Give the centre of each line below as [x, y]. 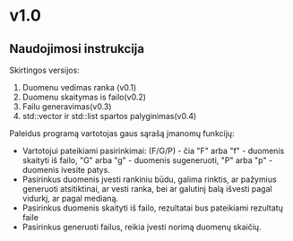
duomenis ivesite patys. [66, 170]
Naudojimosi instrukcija [77, 49]
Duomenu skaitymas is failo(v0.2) [84, 97]
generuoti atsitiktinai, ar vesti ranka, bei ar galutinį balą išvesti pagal [147, 189]
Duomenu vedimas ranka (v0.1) [79, 87]
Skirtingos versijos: [45, 70]
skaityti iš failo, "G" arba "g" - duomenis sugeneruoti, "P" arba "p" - [147, 160]
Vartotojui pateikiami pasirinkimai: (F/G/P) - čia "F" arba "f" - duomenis [153, 151]
